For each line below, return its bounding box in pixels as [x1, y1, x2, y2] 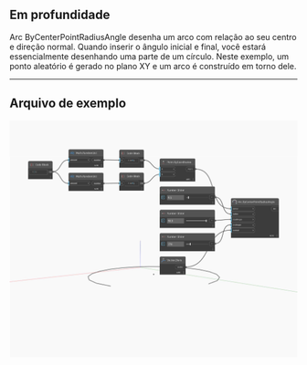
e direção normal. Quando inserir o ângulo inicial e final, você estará [9, 41, 267, 52]
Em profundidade [9, 7, 111, 23]
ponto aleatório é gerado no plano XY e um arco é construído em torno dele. [9, 60, 297, 71]
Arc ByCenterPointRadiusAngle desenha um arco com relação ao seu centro [9, 31, 297, 42]
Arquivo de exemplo [9, 96, 126, 111]
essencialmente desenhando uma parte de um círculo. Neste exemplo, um [9, 50, 290, 62]
